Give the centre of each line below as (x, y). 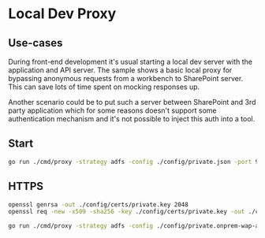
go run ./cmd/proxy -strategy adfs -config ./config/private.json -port (130, 162)
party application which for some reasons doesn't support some (112, 110)
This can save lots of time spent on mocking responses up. (104, 87)
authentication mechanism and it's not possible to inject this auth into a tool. (132, 119)
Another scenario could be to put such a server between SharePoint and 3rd (132, 102)
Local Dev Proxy (62, 14)
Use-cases (35, 43)
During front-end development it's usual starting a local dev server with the (130, 61)
